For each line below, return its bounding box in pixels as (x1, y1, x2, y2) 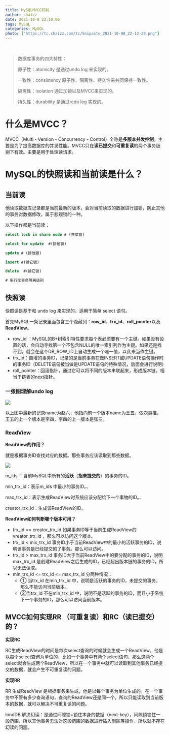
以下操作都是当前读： (5, 222, 50, 228)
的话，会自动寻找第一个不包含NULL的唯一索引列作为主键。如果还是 (17, 342, 158, 348)
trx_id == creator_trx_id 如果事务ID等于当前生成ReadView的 (12, 527, 137, 533)
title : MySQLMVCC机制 (5, 7, 50, 13)
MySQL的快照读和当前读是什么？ (5, 169, 143, 180)
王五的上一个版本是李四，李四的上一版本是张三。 (5, 416, 107, 422)
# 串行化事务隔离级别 (5, 278, 44, 283)
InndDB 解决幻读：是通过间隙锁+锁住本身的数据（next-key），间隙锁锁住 (5, 712, 156, 718)
